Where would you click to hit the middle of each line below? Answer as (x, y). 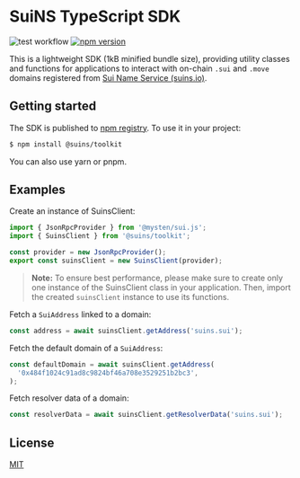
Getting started (53, 106)
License (32, 443)
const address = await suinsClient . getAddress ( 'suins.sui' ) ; (126, 331)
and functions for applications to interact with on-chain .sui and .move (139, 68)
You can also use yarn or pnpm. (68, 161)
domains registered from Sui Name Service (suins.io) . (108, 77)
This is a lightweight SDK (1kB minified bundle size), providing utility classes (150, 58)
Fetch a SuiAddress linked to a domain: (80, 314)
